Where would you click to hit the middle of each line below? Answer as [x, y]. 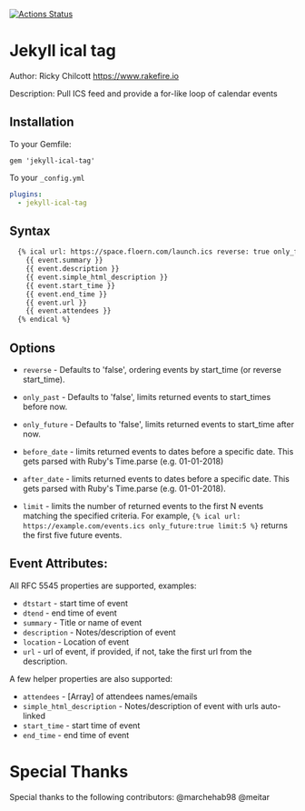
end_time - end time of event [76, 735]
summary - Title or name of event [82, 622]
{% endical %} [44, 320]
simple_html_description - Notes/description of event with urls [140, 706]
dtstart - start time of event [75, 603]
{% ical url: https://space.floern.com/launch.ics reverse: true [144, 252]
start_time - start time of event [81, 725]
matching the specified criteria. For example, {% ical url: [132, 516]
